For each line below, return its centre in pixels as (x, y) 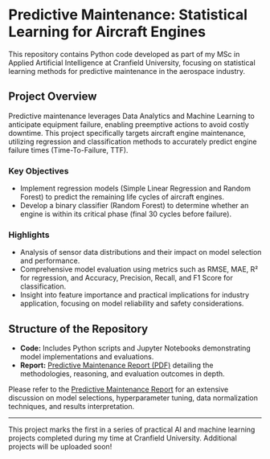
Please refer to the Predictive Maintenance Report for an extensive (119, 389)
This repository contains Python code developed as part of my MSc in (124, 54)
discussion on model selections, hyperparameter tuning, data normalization (133, 398)
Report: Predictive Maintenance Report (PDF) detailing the (117, 365)
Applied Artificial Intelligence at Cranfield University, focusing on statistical (132, 63)
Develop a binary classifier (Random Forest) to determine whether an (134, 206)
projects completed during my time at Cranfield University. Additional (123, 438)
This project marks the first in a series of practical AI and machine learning (132, 430)
